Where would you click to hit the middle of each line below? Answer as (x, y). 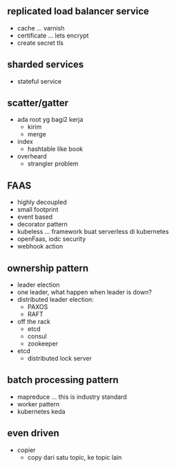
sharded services (46, 65)
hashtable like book (55, 149)
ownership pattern (48, 268)
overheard (32, 156)
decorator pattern (42, 224)
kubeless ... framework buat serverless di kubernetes (93, 232)
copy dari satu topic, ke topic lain (75, 457)
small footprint (38, 210)
